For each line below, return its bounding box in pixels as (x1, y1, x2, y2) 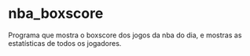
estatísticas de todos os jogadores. (8, 38, 122, 47)
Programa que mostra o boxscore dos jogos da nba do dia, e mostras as (8, 30, 242, 40)
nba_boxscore (8, 5, 104, 23)
